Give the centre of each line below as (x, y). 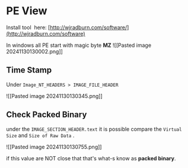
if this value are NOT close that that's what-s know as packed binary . (91, 158)
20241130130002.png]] (35, 51)
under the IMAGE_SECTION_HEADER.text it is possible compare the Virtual (94, 129)
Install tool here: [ (28, 27)
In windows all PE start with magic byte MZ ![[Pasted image (79, 45)
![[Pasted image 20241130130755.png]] (54, 147)
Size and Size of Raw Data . (40, 135)
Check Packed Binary (47, 115)
